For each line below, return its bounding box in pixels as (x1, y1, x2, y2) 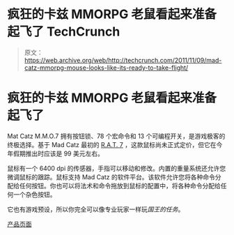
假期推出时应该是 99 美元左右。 (13, 149, 104, 158)
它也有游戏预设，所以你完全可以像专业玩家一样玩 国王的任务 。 (7, 205, 185, 213)
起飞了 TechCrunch (7, 24, 120, 40)
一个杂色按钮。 (13, 190, 56, 199)
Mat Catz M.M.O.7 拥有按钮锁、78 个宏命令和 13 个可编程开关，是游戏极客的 (7, 132, 226, 140)
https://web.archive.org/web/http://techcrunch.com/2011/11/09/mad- (24, 56, 222, 64)
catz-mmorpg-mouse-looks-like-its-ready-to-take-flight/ (24, 63, 189, 72)
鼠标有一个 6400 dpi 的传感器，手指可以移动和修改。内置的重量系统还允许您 (7, 164, 226, 172)
